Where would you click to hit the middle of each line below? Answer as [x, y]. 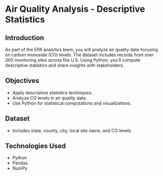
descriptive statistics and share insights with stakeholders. [65, 65]
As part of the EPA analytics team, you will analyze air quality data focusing [81, 50]
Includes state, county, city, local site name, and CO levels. [72, 130]
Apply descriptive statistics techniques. [52, 93]
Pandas [20, 163]
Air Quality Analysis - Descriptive [75, 9]
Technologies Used [35, 146]
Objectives [22, 81]
